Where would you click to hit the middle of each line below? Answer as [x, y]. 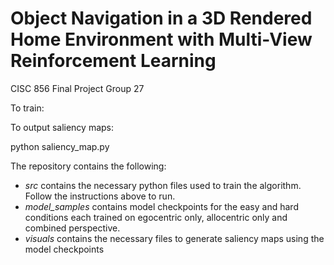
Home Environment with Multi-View [161, 39]
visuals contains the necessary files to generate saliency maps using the [174, 238]
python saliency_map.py [60, 146]
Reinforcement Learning [113, 61]
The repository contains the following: [88, 166]
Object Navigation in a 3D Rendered [161, 18]
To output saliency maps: [62, 127]
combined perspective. [72, 228]
